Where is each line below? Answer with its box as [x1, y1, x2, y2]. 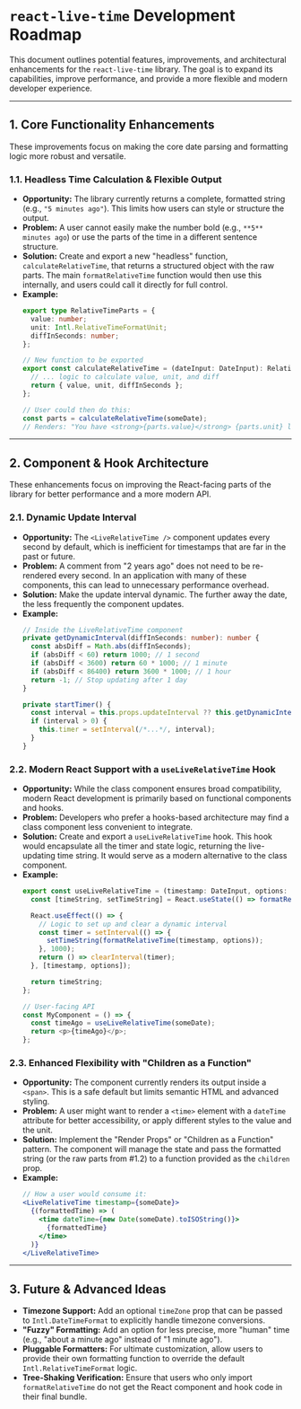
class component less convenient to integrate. [21, 822, 193, 832]
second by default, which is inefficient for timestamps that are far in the [21, 541, 287, 552]
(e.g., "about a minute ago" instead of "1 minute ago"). [21, 1334, 223, 1345]
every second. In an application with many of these [57, 569, 247, 580]
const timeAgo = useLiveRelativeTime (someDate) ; [30, 1018, 216, 1028]
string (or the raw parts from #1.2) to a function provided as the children [21, 1153, 290, 1164]
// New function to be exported [21, 356, 143, 365]
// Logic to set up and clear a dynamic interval [39, 920, 228, 929]
